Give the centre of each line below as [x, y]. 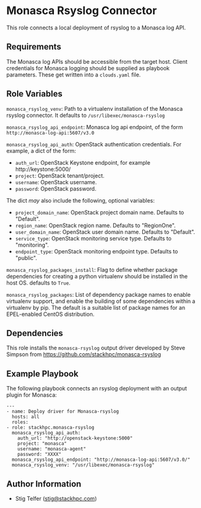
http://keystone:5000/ [43, 169]
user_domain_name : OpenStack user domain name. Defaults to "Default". [105, 232]
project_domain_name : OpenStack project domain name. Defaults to [100, 212]
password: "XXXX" [40, 454]
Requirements [34, 47]
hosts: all [26, 417]
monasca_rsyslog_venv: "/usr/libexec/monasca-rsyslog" [83, 465]
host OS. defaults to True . [38, 283]
